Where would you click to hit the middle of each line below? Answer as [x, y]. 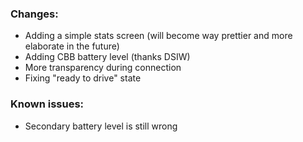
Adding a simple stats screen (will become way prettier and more [158, 36]
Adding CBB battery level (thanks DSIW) [107, 57]
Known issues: [47, 104]
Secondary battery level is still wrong [101, 126]
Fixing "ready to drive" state [83, 78]
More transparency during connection [103, 68]
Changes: [34, 14]
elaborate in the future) [72, 46]
